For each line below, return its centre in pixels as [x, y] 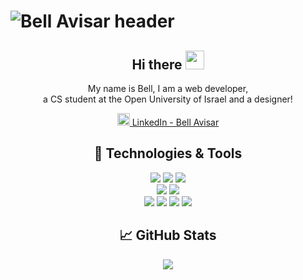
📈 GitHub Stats [168, 235]
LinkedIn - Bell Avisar [175, 122]
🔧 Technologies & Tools [168, 153]
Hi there [157, 64]
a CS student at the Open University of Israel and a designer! [168, 99]
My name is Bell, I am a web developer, [168, 88]
